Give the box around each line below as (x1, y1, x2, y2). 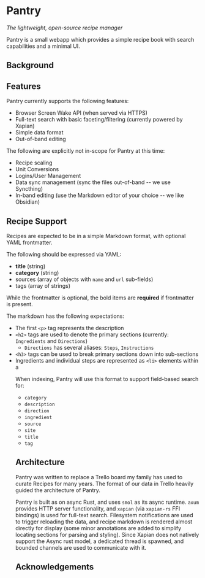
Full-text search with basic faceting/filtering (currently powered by (15, 116, 183, 123)
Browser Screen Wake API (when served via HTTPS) (15, 109, 148, 117)
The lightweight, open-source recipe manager (6, 24, 123, 31)
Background (6, 60, 54, 71)
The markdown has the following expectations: (6, 312, 124, 320)
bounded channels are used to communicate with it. (15, 544, 147, 551)
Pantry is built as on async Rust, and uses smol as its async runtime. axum (15, 498, 199, 506)
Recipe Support (6, 216, 67, 226)
